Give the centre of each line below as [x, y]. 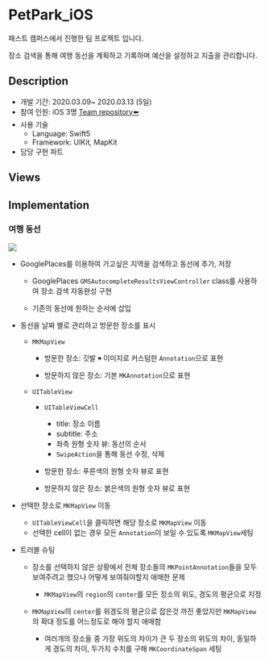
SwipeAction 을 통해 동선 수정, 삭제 [110, 454]
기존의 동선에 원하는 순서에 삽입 [81, 307]
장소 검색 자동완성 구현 [77, 291]
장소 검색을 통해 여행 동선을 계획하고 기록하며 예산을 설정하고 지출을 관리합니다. [133, 55]
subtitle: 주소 [77, 433]
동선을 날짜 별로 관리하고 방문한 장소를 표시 [88, 325]
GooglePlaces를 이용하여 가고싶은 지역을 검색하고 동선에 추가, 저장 [126, 263]
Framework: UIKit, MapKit [74, 142]
